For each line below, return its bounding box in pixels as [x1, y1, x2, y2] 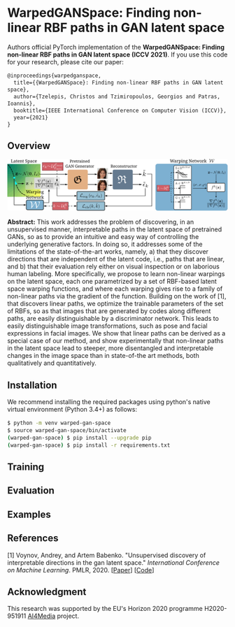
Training [7, 461, 45, 473]
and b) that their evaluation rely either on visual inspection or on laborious [7, 262, 220, 271]
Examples [7, 508, 51, 520]
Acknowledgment [7, 586, 87, 598]
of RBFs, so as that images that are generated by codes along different [7, 307, 211, 315]
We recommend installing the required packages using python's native [7, 398, 211, 406]
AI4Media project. [27, 612, 79, 620]
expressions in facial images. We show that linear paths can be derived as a [7, 329, 226, 338]
